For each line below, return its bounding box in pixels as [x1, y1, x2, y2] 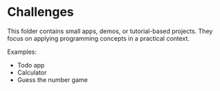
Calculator [17, 68, 47, 77]
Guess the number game [17, 75, 88, 83]
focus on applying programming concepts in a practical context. [7, 34, 190, 42]
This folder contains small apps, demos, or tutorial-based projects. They [7, 27, 213, 35]
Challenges [7, 4, 74, 20]
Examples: [7, 48, 37, 56]
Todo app [17, 61, 45, 69]
